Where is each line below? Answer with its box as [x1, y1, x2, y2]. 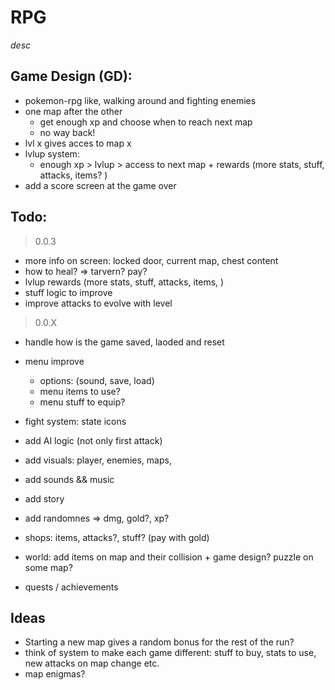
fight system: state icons [24, 415, 127, 427]
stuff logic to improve [24, 286, 113, 298]
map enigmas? [24, 668, 86, 680]
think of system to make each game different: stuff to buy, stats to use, [24, 647, 317, 659]
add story [24, 492, 65, 505]
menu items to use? [39, 385, 121, 397]
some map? [24, 561, 73, 573]
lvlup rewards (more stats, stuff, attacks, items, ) [24, 276, 225, 288]
